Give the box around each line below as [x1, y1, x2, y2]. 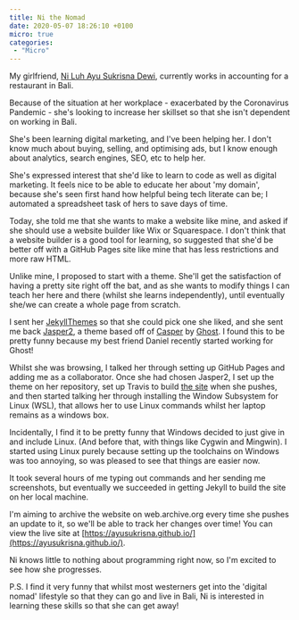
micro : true [9, 29, 54, 38]
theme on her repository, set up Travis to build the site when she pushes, [9, 381, 278, 393]
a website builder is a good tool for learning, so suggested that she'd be [9, 235, 274, 245]
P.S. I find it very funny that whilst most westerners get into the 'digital [9, 582, 268, 592]
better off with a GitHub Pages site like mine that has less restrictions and [9, 244, 279, 255]
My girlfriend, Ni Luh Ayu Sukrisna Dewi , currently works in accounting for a [9, 70, 289, 81]
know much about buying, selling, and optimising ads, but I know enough [9, 144, 278, 154]
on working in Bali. [9, 117, 78, 128]
